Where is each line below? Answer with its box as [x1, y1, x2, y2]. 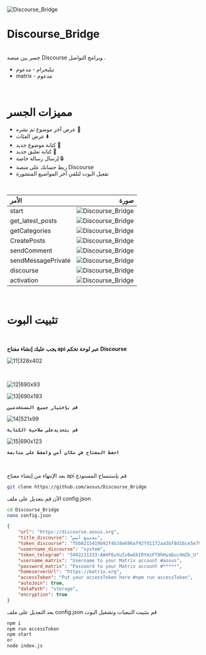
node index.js [7, 643, 43, 649]
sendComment [10, 246, 53, 255]
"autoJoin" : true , [18, 580, 65, 587]
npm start [7, 631, 32, 638]
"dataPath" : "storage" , [18, 586, 79, 592]
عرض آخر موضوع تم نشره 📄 [15, 125, 81, 133]
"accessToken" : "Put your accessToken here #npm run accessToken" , [18, 574, 193, 580]
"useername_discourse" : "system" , [18, 546, 106, 552]
